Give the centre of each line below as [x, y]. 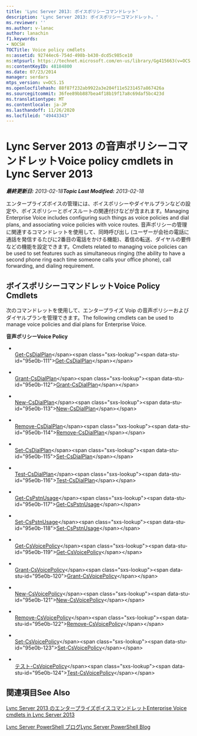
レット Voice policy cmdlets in [100, 161]
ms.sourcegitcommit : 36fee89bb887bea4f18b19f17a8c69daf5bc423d [85, 94]
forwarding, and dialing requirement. [50, 266]
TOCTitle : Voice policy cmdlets [46, 50]
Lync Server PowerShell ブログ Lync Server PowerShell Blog [79, 727]
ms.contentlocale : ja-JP [36, 105]
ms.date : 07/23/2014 [31, 72]
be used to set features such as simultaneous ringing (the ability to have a [96, 253]
